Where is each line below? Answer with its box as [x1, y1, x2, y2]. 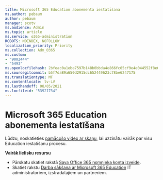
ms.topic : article [5, 30, 42, 34]
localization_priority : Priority [5, 43, 73, 48]
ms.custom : [5, 52, 27, 57]
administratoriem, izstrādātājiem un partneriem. [12, 170, 107, 176]
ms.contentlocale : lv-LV [5, 79, 55, 84]
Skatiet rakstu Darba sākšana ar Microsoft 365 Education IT [12, 164, 131, 170]
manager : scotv [5, 20, 36, 26]
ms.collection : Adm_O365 [5, 48, 55, 52]
